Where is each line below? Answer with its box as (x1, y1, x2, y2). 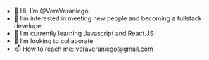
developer (13, 22, 44, 30)
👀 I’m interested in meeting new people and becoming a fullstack (13, 14, 202, 23)
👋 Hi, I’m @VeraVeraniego (13, 7, 89, 15)
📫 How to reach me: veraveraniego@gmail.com (13, 44, 153, 53)
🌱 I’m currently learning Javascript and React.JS (13, 29, 154, 37)
